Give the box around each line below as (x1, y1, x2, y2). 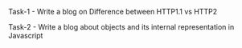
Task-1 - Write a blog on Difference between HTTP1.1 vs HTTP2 (8, 7, 218, 16)
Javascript (8, 31, 43, 40)
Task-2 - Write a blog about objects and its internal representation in (8, 22, 235, 31)
